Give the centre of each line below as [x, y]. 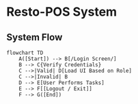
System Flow [34, 37]
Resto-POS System [62, 12]
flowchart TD [25, 53]
